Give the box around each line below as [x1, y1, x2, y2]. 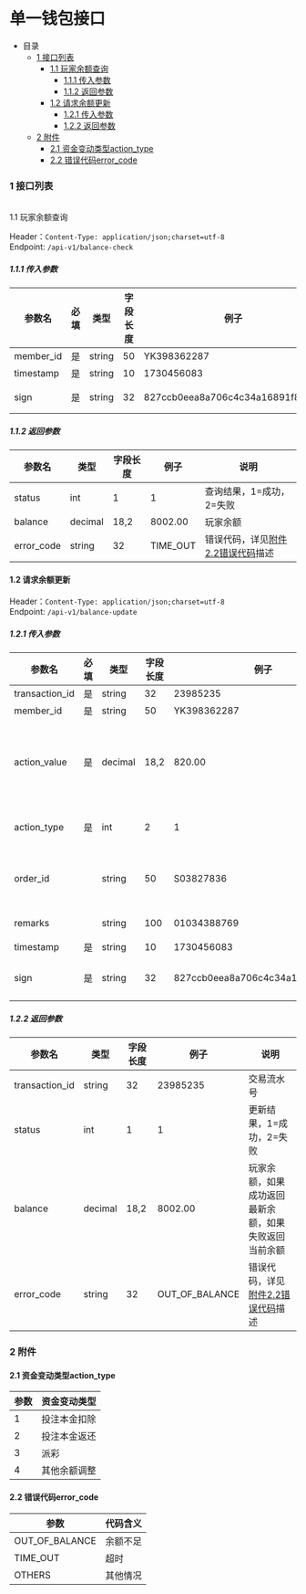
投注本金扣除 [41, 1413, 97, 1426]
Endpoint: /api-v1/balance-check [9, 241, 134, 252]
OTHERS [14, 1568, 52, 1581]
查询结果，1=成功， [204, 485, 290, 498]
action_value [14, 755, 67, 768]
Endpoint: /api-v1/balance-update [9, 607, 138, 618]
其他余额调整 [41, 1464, 97, 1477]
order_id [14, 872, 50, 885]
